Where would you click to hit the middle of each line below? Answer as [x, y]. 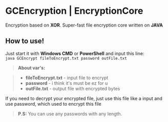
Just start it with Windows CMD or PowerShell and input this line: [75, 53]
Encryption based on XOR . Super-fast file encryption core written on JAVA [84, 25]
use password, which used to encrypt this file [53, 104]
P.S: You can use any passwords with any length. [70, 114]
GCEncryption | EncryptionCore [74, 11]
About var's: [31, 68]
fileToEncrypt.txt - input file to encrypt [67, 78]
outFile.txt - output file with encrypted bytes [73, 88]
